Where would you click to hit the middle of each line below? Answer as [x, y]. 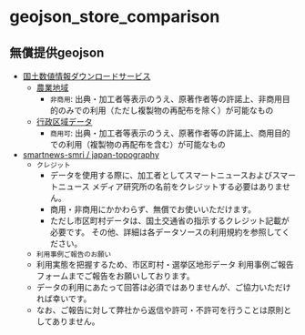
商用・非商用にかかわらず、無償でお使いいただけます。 [153, 209]
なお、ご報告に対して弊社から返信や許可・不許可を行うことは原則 [160, 310]
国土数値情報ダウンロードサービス [86, 76]
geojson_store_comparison [115, 17]
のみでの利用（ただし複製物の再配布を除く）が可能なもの [166, 110]
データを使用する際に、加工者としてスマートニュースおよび [161, 175]
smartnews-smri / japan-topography [91, 155]
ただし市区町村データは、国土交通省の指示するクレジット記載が [169, 221]
